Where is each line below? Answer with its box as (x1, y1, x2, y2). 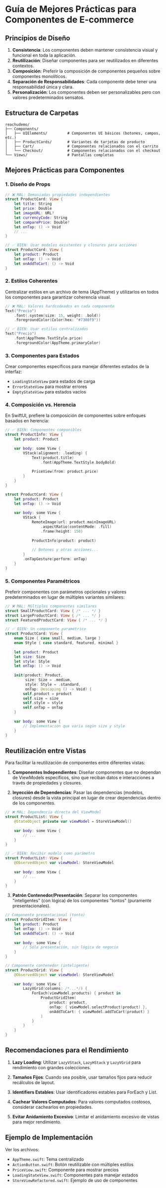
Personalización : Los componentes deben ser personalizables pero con (12, 89, 160, 95)
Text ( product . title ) (31, 455, 74, 460)
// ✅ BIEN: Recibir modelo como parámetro (5, 851, 95, 856)
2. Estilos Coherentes (5, 277, 58, 284)
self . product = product (23, 691, 72, 696)
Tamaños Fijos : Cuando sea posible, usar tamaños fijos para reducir (12, 1074, 153, 1080)
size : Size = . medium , (25, 677, 72, 683)
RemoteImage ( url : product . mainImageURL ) (31, 520, 116, 525)
